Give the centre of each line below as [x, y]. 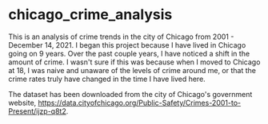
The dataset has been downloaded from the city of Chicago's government [130, 94]
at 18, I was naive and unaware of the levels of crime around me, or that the [132, 70]
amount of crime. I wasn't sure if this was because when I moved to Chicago [134, 62]
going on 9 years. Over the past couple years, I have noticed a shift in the [129, 53]
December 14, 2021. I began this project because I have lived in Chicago [127, 45]
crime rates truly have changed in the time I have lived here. [107, 79]
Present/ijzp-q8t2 [37, 111]
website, [22, 103]
